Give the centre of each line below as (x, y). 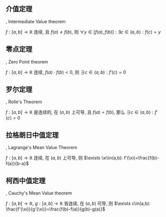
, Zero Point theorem (27, 61)
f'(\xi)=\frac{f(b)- (142, 158)
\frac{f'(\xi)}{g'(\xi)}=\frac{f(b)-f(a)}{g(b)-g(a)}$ (55, 209)
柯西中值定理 (26, 180)
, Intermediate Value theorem (36, 21)
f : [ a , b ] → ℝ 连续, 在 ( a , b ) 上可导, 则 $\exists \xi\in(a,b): (64, 158)
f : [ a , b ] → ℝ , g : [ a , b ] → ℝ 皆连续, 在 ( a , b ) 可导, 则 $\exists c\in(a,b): (78, 203)
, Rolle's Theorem (24, 102)
